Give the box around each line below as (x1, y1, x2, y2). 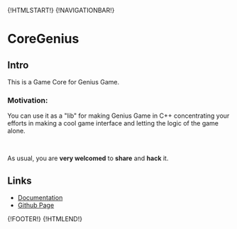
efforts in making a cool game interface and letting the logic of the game (7, 119, 219, 128)
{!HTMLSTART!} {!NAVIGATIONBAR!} (7, 6, 115, 14)
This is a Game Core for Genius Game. (7, 78, 119, 86)
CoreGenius (7, 31, 79, 47)
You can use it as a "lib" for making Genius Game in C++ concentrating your (7, 111, 230, 120)
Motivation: (7, 95, 48, 105)
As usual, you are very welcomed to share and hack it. (7, 154, 169, 162)
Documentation (17, 194, 63, 202)
